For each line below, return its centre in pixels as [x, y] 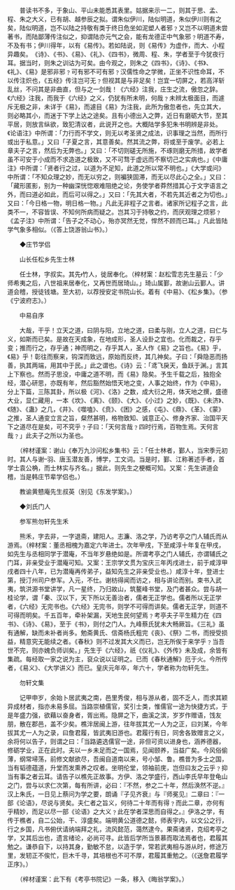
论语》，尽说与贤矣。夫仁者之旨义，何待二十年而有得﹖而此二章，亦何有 [122, 803]
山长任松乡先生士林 [47, 259]
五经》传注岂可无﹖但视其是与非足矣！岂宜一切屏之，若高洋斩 [136, 80]
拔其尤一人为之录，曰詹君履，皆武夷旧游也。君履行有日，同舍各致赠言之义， [117, 733]
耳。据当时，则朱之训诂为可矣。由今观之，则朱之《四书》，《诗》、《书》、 [110, 63]
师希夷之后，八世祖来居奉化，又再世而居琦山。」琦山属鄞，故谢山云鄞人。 [113, 283]
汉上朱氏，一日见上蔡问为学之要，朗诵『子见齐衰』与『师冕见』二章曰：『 [113, 794]
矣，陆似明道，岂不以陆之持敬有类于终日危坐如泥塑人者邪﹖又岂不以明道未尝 [117, 28]
